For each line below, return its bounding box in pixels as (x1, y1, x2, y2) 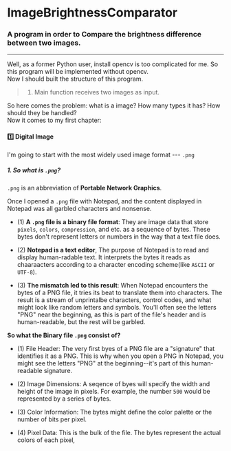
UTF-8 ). (16, 268, 37, 276)
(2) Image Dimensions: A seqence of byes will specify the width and (16, 379, 210, 388)
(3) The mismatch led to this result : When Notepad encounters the (16, 281, 208, 289)
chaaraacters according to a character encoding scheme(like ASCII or (16, 260, 215, 268)
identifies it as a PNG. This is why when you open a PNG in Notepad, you (16, 352, 223, 360)
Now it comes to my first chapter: (7, 116, 102, 125)
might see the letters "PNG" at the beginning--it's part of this (16, 359, 190, 367)
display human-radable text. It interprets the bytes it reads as (16, 253, 190, 261)
